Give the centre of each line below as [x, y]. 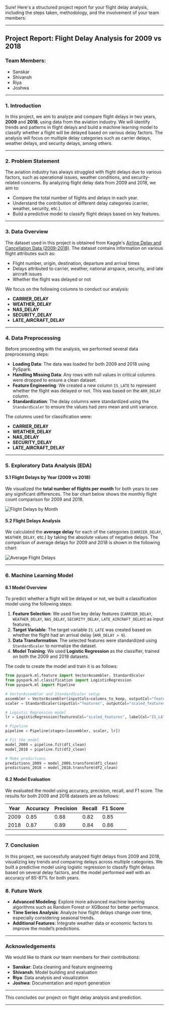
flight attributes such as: [30, 253]
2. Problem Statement [32, 161]
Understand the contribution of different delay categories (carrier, [80, 203]
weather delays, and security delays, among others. [59, 143]
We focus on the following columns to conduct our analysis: [67, 289]
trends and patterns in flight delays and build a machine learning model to [82, 127]
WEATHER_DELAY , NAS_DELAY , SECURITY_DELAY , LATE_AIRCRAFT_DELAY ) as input [88, 619]
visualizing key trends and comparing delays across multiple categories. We [84, 861]
